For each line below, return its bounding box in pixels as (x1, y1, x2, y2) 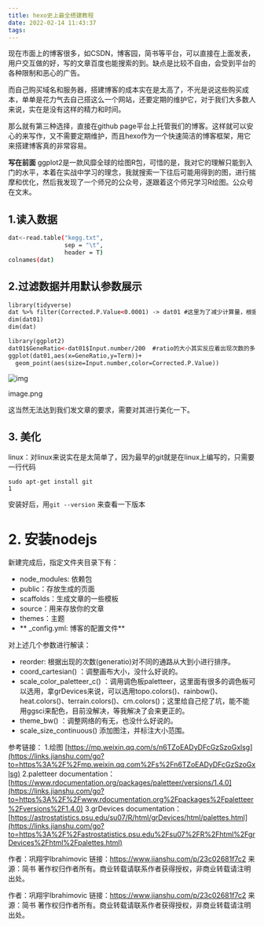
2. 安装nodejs (8, 530, 97, 548)
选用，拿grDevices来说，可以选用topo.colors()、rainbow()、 (26, 686, 222, 696)
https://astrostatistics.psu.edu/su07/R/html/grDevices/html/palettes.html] (10, 813, 248, 822)
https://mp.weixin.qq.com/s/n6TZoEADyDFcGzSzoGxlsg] (67, 743, 253, 752)
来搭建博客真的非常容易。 (8, 141, 91, 150)
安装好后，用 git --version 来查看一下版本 (8, 500, 146, 509)
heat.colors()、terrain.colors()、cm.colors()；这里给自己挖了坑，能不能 (19, 696, 250, 706)
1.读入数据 (8, 212, 58, 226)
